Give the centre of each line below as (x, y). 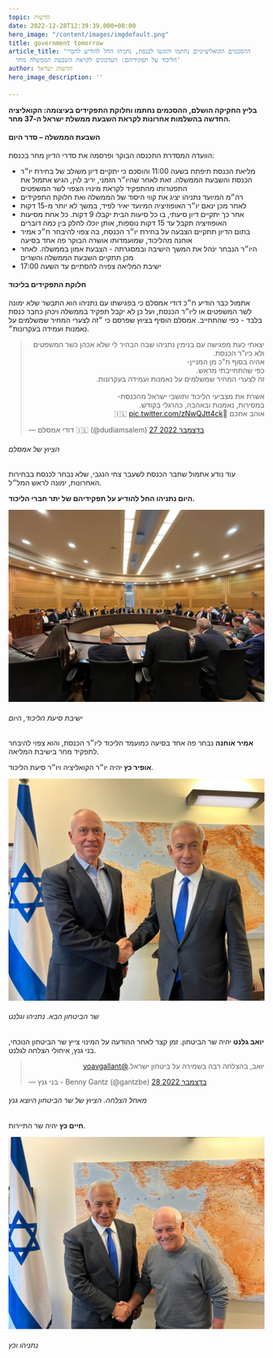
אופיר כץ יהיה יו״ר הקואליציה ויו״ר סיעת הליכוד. (81, 768)
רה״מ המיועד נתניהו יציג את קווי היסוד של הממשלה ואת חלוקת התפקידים (132, 197)
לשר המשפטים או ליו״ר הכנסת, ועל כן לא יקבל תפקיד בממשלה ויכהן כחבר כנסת (130, 311)
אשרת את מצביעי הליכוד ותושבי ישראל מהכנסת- (191, 396)
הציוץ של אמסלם (34, 449)
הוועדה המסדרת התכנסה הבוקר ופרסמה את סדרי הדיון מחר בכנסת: (112, 155)
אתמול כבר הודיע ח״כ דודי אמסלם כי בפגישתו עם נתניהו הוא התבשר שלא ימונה (129, 303)
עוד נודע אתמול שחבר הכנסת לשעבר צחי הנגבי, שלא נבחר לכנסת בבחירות (122, 474)
